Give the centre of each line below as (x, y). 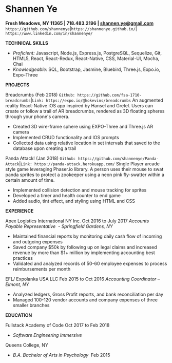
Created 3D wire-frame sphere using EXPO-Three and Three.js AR (83, 126)
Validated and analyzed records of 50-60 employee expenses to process (90, 263)
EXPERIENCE (20, 211)
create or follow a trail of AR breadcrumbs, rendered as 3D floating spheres (85, 111)
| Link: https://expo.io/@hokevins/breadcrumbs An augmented (97, 100)
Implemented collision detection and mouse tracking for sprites (80, 190)
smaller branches (31, 305)
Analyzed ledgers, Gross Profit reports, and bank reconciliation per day (88, 294)
